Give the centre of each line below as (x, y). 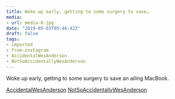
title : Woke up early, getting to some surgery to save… (78, 12)
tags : (13, 39)
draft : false (22, 34)
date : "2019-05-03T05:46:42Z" (43, 28)
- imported (20, 45)
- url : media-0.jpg (30, 23)
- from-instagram (27, 50)
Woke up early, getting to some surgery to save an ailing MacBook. (88, 78)
